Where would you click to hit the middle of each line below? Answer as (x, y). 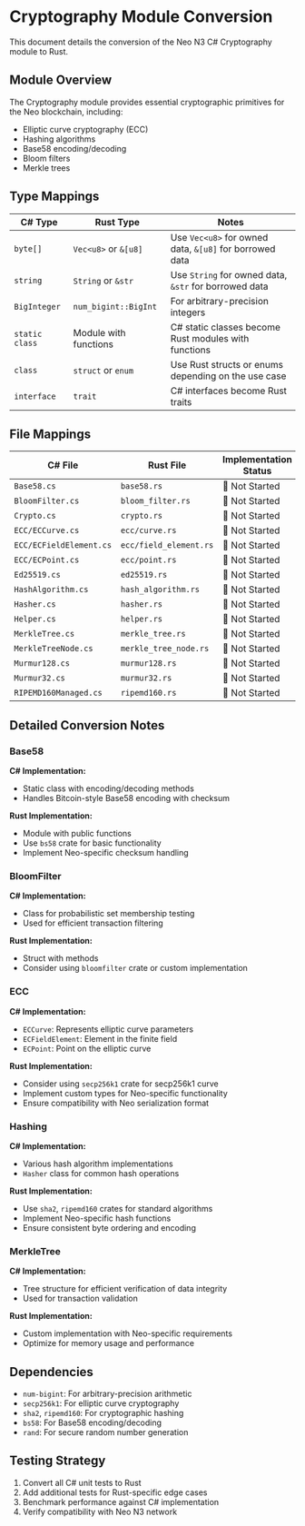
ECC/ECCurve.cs (47, 530)
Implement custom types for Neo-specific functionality (125, 1093)
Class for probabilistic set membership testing (108, 914)
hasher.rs (142, 604)
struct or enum (103, 370)
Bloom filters (46, 158)
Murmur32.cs (40, 678)
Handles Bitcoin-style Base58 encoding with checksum (126, 798)
